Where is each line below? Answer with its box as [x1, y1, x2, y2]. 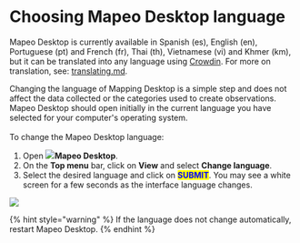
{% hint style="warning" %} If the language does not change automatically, [9, 214, 292, 225]
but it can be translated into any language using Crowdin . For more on [9, 56, 271, 66]
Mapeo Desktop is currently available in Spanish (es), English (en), [9, 36, 258, 47]
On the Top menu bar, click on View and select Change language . [22, 159, 273, 170]
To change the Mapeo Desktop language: [9, 131, 165, 142]
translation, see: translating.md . [9, 66, 128, 76]
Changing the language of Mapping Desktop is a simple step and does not [9, 83, 287, 94]
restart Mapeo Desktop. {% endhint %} [9, 223, 156, 234]
